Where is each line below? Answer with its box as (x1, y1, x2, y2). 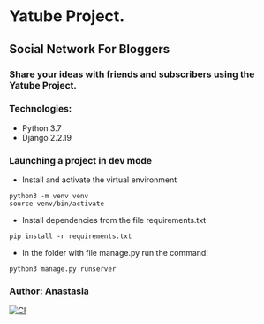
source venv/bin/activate (9, 199, 104, 209)
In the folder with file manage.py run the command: (21, 248, 209, 258)
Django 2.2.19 (21, 132, 72, 143)
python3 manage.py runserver (9, 265, 117, 274)
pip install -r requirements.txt (9, 232, 132, 241)
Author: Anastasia (9, 285, 90, 297)
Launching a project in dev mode (9, 154, 153, 166)
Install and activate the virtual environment (21, 174, 177, 185)
